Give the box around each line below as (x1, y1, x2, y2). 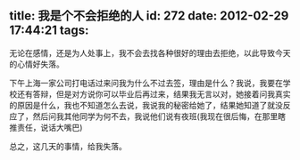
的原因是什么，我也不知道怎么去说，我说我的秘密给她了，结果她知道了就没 (9, 100, 283, 110)
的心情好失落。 (9, 59, 64, 69)
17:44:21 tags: (9, 23, 89, 38)
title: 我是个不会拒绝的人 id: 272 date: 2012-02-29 (9, 8, 289, 24)
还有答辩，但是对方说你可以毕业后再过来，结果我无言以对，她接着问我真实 (16, 88, 291, 100)
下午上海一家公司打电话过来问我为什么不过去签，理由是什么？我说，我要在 (9, 77, 283, 88)
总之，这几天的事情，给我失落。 (9, 140, 127, 151)
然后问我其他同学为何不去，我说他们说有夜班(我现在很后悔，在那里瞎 (32, 110, 287, 122)
